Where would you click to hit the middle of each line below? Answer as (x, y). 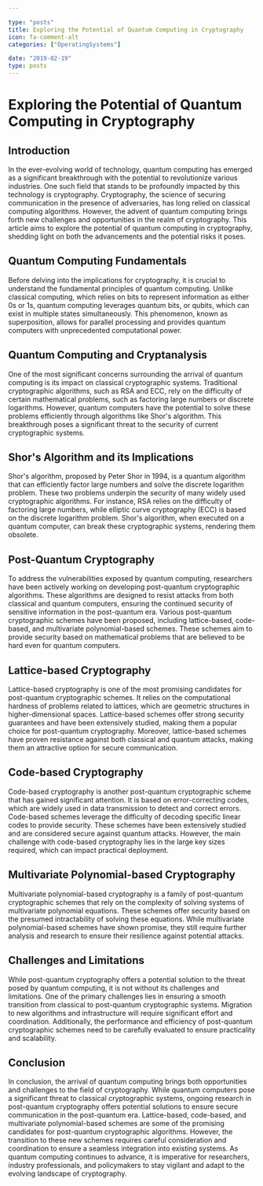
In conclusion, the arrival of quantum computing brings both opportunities (128, 1082)
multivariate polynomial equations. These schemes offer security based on (129, 910)
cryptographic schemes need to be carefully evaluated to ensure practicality (132, 1029)
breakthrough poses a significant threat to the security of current (113, 424)
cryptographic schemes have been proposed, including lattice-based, (121, 621)
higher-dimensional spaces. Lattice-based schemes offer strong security (126, 714)
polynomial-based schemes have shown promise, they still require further (128, 927)
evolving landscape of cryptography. (68, 1173)
